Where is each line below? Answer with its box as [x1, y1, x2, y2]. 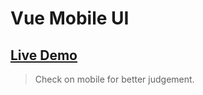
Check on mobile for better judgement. [34, 73, 195, 85]
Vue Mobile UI [10, 7, 130, 30]
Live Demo [10, 47, 78, 64]
